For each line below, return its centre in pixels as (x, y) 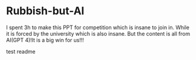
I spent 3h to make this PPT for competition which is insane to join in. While (98, 27)
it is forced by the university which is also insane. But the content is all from (98, 33)
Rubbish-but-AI (45, 11)
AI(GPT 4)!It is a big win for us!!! (45, 40)
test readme (21, 51)
